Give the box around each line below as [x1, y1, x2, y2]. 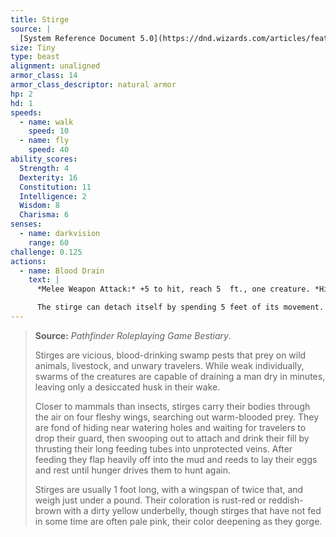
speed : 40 [28, 145, 70, 155]
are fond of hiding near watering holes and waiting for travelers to [34, 421, 307, 433]
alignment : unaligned [10, 61, 101, 71]
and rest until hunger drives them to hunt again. [34, 464, 231, 476]
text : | [28, 275, 60, 285]
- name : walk [19, 117, 74, 127]
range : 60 [28, 237, 70, 248]
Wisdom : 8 [19, 201, 60, 211]
